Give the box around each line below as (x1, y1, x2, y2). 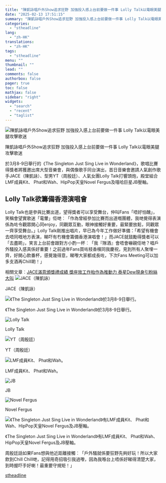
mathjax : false (5, 90, 37, 95)
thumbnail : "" (5, 62, 35, 67)
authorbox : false (5, 76, 41, 81)
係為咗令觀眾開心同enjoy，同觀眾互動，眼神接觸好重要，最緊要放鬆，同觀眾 (5, 221, 159, 227)
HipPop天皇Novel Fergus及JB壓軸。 (5, 439, 79, 445)
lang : (5, 30, 16, 35)
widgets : (5, 99, 23, 104)
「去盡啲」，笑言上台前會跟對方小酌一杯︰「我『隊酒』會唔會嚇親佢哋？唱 (5, 240, 155, 246)
